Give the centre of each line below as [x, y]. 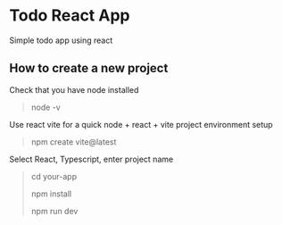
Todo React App [70, 16]
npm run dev [54, 211]
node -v [46, 107]
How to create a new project [89, 68]
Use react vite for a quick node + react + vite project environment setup [141, 124]
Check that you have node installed [74, 89]
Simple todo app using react [61, 40]
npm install [51, 194]
